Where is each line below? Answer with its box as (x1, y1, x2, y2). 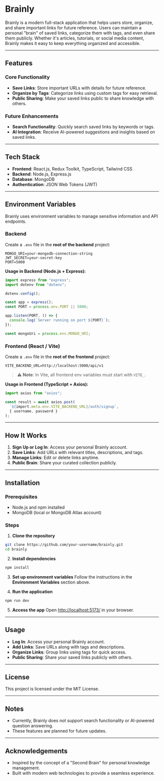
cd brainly (5, 547, 27, 552)
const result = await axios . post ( (5, 399, 76, 404)
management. (12, 765, 41, 771)
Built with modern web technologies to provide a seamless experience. (12, 770, 155, 776)
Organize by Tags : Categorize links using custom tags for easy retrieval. (12, 90, 158, 96)
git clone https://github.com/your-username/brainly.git (5, 542, 123, 547)
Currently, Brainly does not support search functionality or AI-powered (12, 717, 155, 724)
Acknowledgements (5, 747, 68, 755)
